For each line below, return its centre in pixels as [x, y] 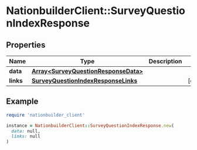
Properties [26, 45]
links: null [26, 137]
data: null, [26, 131]
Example [22, 102]
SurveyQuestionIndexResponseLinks [84, 81]
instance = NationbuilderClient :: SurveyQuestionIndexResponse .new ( [90, 125]
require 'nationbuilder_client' [45, 115]
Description [165, 61]
